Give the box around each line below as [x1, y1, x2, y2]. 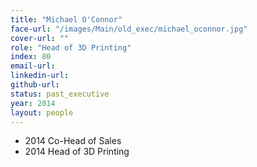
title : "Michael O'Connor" [10, 14, 123, 25]
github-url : [10, 80, 60, 90]
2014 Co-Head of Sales [24, 135, 122, 147]
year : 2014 [10, 98, 56, 108]
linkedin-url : [10, 71, 70, 81]
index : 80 [10, 52, 52, 62]
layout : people [10, 107, 74, 118]
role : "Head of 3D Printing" [10, 42, 132, 53]
